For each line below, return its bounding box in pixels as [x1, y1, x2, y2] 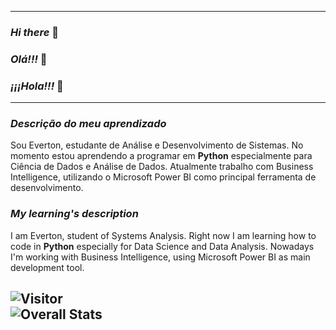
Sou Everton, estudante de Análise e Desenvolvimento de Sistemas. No [10, 139, 304, 151]
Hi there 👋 [10, 25, 59, 39]
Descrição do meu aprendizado [10, 117, 167, 131]
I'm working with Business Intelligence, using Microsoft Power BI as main [10, 251, 311, 263]
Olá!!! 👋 [10, 52, 48, 66]
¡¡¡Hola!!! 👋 [10, 79, 64, 93]
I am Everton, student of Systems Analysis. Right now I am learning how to [10, 229, 317, 241]
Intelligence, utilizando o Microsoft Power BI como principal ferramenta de [10, 171, 317, 183]
